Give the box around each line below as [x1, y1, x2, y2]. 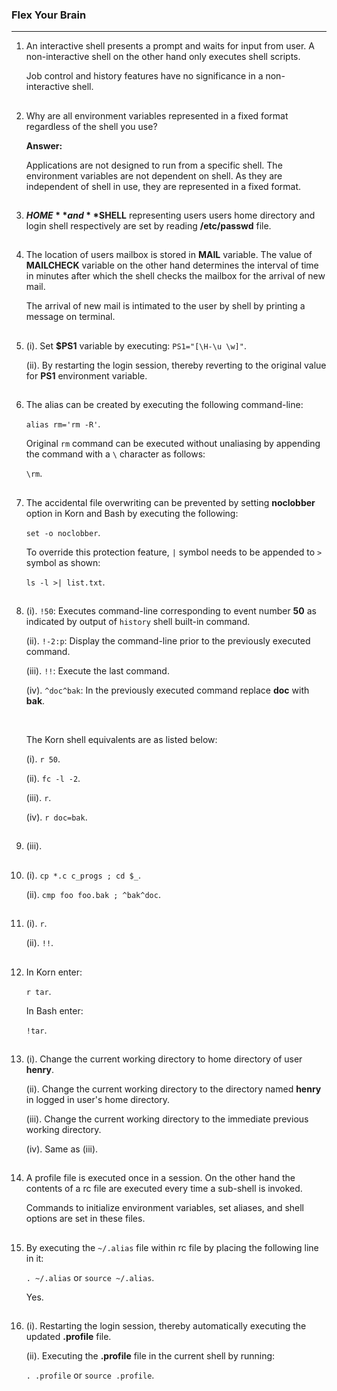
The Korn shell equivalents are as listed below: [25, 734, 218, 746]
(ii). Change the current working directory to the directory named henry [25, 1083, 322, 1095]
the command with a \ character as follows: [25, 448, 206, 460]
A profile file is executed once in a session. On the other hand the [25, 1172, 296, 1184]
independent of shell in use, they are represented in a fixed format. [25, 180, 302, 192]
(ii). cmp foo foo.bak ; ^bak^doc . [25, 888, 161, 900]
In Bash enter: [25, 1004, 84, 1017]
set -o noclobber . [25, 526, 101, 538]
